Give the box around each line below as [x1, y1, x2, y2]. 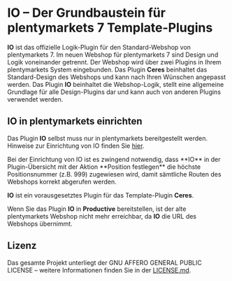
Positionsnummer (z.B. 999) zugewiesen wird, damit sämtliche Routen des [7, 170, 222, 178]
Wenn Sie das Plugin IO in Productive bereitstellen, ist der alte [7, 205, 187, 213]
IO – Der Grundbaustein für [7, 5, 166, 21]
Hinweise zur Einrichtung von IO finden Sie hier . [7, 142, 145, 150]
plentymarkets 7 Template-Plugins [7, 20, 213, 36]
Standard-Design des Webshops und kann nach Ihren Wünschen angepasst [7, 72, 226, 81]
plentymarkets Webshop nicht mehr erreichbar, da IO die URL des [7, 212, 197, 220]
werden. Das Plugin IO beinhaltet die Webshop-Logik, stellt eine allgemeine [7, 80, 224, 88]
